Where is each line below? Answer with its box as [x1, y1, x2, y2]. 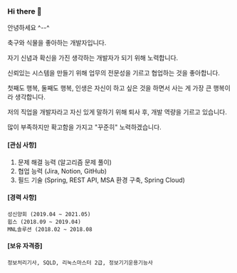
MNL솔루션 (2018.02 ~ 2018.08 [7, 225, 93, 233]
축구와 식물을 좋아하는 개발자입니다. [7, 38, 107, 47]
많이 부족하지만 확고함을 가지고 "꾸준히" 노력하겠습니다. [7, 123, 162, 132]
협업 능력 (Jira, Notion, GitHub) [17, 166, 107, 175]
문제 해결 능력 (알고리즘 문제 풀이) [17, 158, 112, 166]
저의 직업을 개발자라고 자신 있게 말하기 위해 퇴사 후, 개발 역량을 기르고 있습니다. [7, 108, 228, 117]
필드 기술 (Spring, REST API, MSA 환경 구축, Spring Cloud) [17, 176, 185, 184]
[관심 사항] [7, 140, 37, 149]
